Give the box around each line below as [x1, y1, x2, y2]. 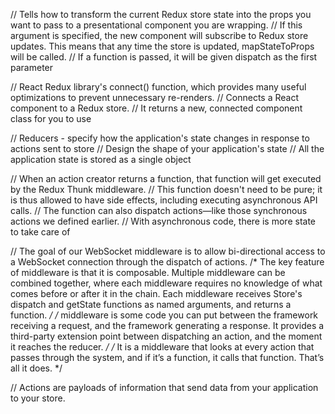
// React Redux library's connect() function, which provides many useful [10, 81, 307, 93]
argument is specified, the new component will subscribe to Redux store [10, 30, 309, 41]
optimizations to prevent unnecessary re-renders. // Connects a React [10, 92, 299, 103]
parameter [10, 62, 54, 73]
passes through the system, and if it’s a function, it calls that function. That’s [10, 352, 325, 363]
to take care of [10, 226, 71, 238]
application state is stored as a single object [10, 154, 192, 165]
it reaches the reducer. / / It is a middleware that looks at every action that [10, 341, 315, 353]
